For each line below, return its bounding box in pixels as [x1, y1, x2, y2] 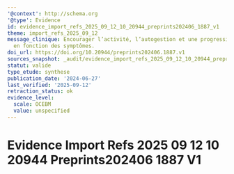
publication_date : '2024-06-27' [7, 74, 101, 82]
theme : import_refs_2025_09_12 [7, 29, 98, 37]
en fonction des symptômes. [13, 42, 95, 49]
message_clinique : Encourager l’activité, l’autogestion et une [7, 36, 198, 43]
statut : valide [7, 62, 52, 69]
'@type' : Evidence [7, 17, 61, 24]
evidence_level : [7, 95, 54, 102]
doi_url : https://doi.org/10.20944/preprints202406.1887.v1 [7, 49, 186, 56]
